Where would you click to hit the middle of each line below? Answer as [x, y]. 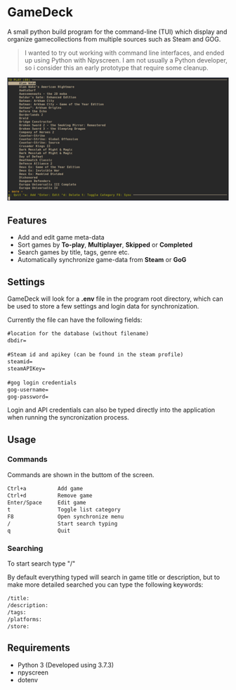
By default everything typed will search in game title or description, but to [113, 578]
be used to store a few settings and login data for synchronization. [103, 306]
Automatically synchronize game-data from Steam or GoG [102, 260]
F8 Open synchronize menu [66, 516]
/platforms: [25, 620]
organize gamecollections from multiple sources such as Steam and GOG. [114, 39]
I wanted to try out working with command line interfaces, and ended [124, 53]
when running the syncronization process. [68, 417]
